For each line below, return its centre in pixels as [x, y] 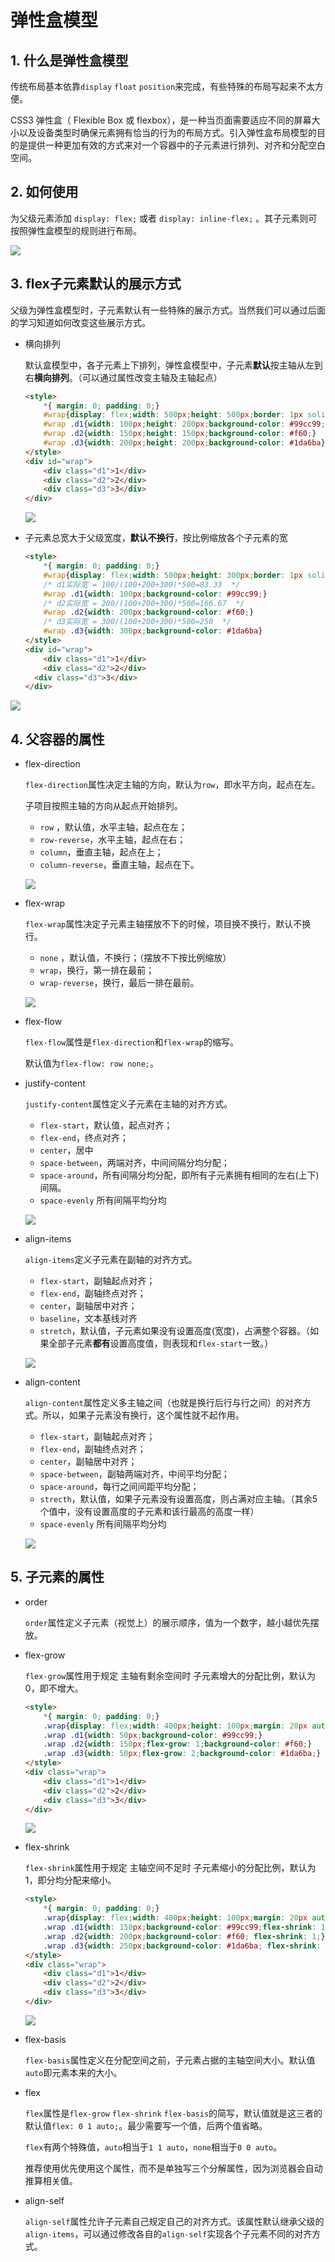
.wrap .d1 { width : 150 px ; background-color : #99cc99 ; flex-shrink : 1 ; [186, 1927]
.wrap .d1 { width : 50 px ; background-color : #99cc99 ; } [153, 1735]
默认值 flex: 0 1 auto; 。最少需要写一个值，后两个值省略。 [146, 2125]
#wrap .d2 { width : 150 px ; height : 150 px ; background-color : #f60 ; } [180, 434]
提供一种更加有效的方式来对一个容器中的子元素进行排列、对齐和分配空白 [176, 145]
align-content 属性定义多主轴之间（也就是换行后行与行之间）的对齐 [163, 1403]
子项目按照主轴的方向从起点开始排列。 [103, 806]
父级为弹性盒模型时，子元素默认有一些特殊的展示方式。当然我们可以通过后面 [168, 310]
